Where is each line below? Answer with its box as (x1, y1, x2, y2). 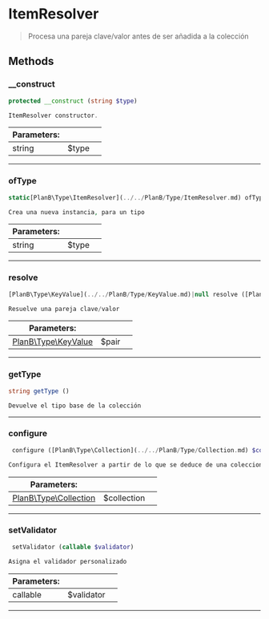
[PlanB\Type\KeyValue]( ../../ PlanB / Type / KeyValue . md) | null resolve (8, 290, 239, 298)
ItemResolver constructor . (8, 111, 98, 119)
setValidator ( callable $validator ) (11, 543, 134, 551)
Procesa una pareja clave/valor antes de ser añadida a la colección (27, 31, 250, 41)
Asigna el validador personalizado (8, 557, 127, 565)
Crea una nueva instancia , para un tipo (8, 208, 146, 216)
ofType (8, 176, 38, 187)
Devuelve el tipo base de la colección (8, 402, 142, 410)
